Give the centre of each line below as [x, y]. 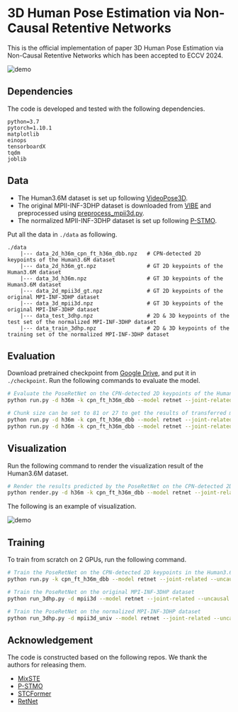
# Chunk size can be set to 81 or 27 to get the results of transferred [117, 414]
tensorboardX [27, 146]
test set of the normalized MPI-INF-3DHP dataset [82, 322]
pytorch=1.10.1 [30, 128]
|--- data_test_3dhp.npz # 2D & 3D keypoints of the [125, 315]
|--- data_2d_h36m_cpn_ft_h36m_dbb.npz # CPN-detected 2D [110, 254]
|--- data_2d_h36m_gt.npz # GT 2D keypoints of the [121, 266]
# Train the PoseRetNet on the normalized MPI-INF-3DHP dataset [104, 611]
